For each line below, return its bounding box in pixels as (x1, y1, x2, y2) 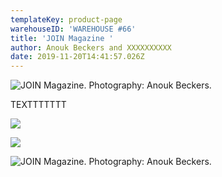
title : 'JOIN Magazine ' (10, 33, 114, 43)
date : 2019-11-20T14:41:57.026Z (10, 52, 145, 62)
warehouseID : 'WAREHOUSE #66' (10, 24, 137, 34)
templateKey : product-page (10, 14, 123, 25)
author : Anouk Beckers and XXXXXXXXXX (10, 42, 172, 53)
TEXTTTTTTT (10, 99, 67, 111)
